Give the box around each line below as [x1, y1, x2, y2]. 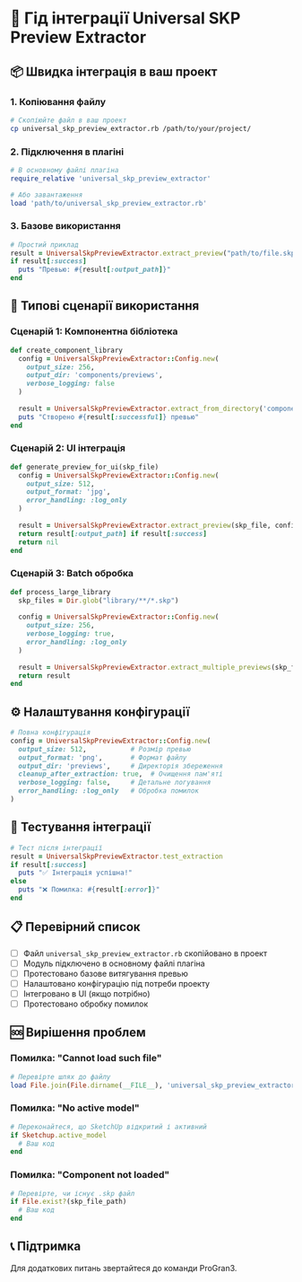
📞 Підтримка [10, 1239, 82, 1254]
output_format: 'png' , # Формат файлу [18, 753, 187, 762]
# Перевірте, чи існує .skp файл [10, 1189, 135, 1198]
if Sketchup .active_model [10, 1130, 107, 1139]
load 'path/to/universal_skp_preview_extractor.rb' [10, 198, 207, 207]
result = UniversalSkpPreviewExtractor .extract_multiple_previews [18, 663, 272, 672]
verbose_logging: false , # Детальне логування [18, 778, 211, 787]
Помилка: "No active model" [10, 1102, 140, 1114]
